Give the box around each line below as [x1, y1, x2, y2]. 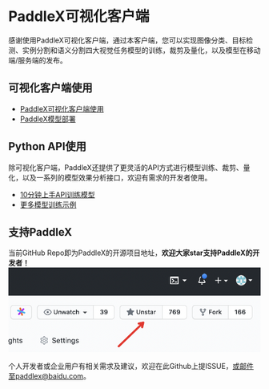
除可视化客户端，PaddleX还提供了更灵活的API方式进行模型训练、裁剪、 [8, 162, 244, 172]
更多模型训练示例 [19, 200, 77, 209]
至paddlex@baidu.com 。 [8, 371, 90, 381]
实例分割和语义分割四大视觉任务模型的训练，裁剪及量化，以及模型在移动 [22, 45, 261, 55]
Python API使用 [8, 140, 86, 153]
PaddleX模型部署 [19, 114, 76, 124]
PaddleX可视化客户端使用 [19, 103, 104, 113]
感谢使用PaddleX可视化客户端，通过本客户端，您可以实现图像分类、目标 [8, 35, 247, 45]
